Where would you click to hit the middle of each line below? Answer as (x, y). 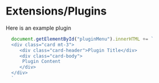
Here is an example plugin (39, 28)
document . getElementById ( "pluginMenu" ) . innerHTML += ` (83, 39)
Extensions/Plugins (56, 11)
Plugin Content (41, 62)
